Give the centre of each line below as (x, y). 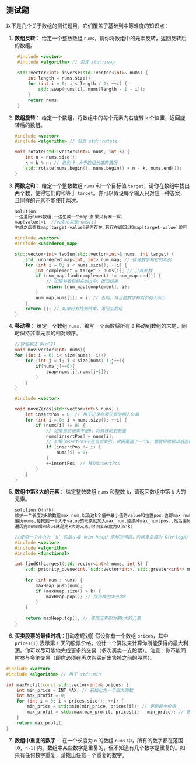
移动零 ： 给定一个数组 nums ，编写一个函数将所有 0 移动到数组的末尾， (98, 326)
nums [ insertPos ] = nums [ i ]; (80, 436)
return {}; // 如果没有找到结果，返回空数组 (74, 309)
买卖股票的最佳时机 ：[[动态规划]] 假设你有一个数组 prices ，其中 (92, 635)
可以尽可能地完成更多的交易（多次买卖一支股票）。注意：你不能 (105, 650)
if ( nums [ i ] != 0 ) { (61, 425)
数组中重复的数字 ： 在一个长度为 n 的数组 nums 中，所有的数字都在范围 (99, 740)
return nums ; (43, 100)
